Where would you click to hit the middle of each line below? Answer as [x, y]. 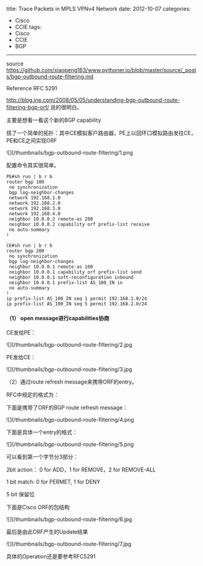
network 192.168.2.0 [35, 203]
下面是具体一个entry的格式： [42, 432]
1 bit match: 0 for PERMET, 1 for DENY [53, 482]
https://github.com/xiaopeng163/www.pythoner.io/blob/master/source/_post [101, 70]
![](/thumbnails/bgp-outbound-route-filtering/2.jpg [69, 345]
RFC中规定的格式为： [33, 395]
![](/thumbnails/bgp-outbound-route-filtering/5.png [70, 444]
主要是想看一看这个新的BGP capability [54, 120]
